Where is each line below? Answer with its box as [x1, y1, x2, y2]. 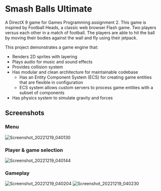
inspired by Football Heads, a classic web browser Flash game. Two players [5, 24, 157, 30]
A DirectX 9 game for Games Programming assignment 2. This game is [5, 19, 146, 25]
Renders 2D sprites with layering [12, 53, 78, 59]
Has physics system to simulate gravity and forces [12, 95, 113, 100]
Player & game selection [5, 146, 63, 153]
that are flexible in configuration [19, 79, 83, 85]
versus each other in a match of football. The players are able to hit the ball [5, 30, 155, 35]
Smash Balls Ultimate [5, 3, 92, 15]
